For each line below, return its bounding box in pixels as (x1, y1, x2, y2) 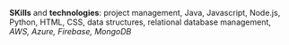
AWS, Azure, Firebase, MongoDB (9, 26, 132, 36)
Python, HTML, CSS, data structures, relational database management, (9, 17, 272, 27)
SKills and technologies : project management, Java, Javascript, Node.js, (9, 8, 281, 18)
